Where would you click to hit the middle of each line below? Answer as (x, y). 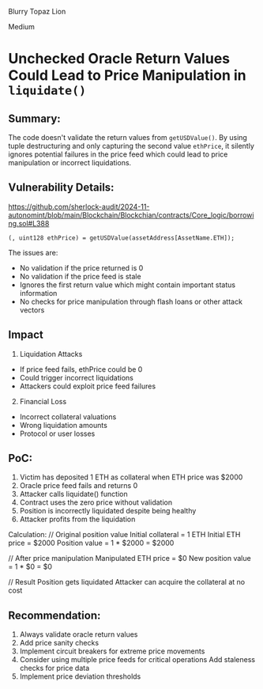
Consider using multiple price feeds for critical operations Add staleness (137, 660)
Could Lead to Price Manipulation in (127, 76)
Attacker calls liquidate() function (73, 494)
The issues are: (33, 252)
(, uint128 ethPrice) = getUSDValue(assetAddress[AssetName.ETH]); (122, 238)
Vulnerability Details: (61, 188)
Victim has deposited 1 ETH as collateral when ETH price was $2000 (131, 477)
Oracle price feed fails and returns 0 (79, 486)
